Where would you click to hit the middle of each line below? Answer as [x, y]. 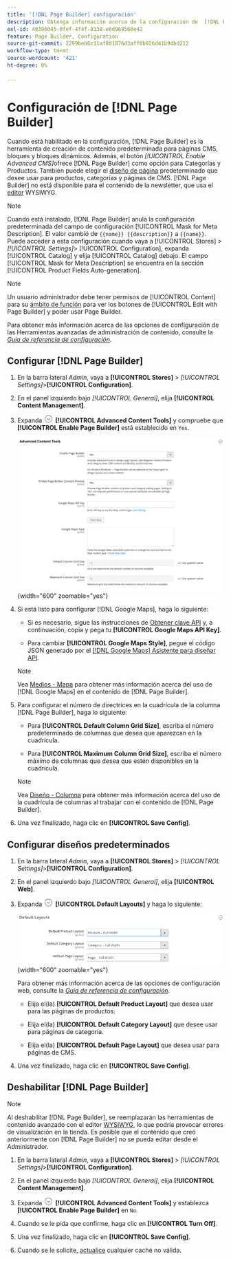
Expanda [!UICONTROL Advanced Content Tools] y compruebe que [120, 420]
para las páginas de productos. [71, 1011]
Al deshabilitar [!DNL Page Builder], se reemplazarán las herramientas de [111, 1117]
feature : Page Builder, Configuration [63, 36]
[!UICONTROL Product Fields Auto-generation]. [74, 270]
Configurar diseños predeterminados [89, 844]
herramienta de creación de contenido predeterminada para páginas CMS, [113, 149]
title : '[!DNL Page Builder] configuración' [72, 14]
